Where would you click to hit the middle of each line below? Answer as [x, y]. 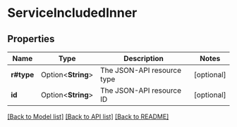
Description [144, 59]
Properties [31, 39]
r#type [23, 75]
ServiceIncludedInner [72, 13]
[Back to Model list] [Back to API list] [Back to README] [88, 116]
